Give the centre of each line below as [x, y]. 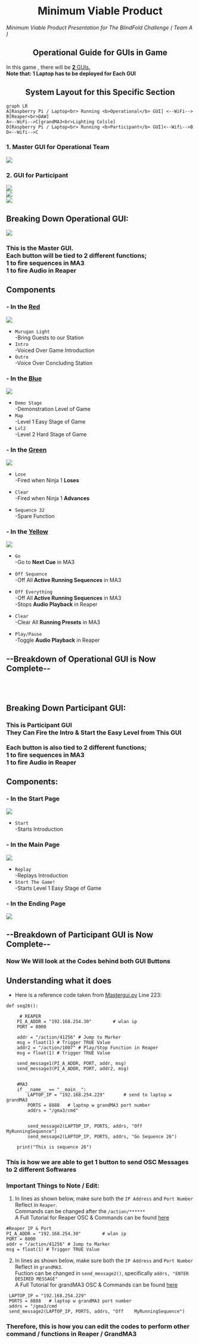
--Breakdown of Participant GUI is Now [80, 935]
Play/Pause [28, 635]
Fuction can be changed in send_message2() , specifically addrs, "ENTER [102, 1273]
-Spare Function [35, 516]
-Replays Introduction [41, 875]
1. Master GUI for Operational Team [58, 147]
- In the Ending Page [36, 904]
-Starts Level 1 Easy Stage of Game [58, 888]
